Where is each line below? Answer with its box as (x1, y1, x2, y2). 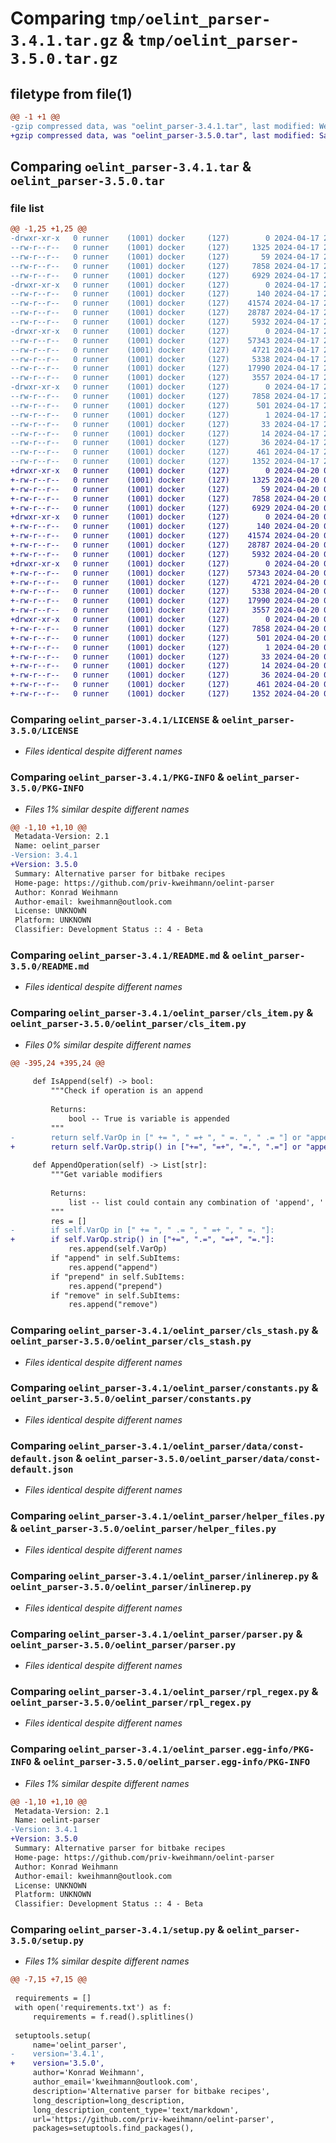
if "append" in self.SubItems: (50, 1253, 182, 1263)
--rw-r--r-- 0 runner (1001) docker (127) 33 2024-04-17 (10, 419, 320, 429)
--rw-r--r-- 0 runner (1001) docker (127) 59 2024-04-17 (10, 252, 320, 262)
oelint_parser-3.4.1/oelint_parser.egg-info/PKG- (68, 1744, 315, 1756)
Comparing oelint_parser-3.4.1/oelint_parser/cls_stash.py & (10, 1323, 319, 1337)
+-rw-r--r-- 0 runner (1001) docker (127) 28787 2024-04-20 (10, 540, 320, 551)
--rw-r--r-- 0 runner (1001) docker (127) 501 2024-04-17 (10, 400, 320, 411)
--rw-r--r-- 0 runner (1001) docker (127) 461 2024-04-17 (10, 447, 320, 457)
